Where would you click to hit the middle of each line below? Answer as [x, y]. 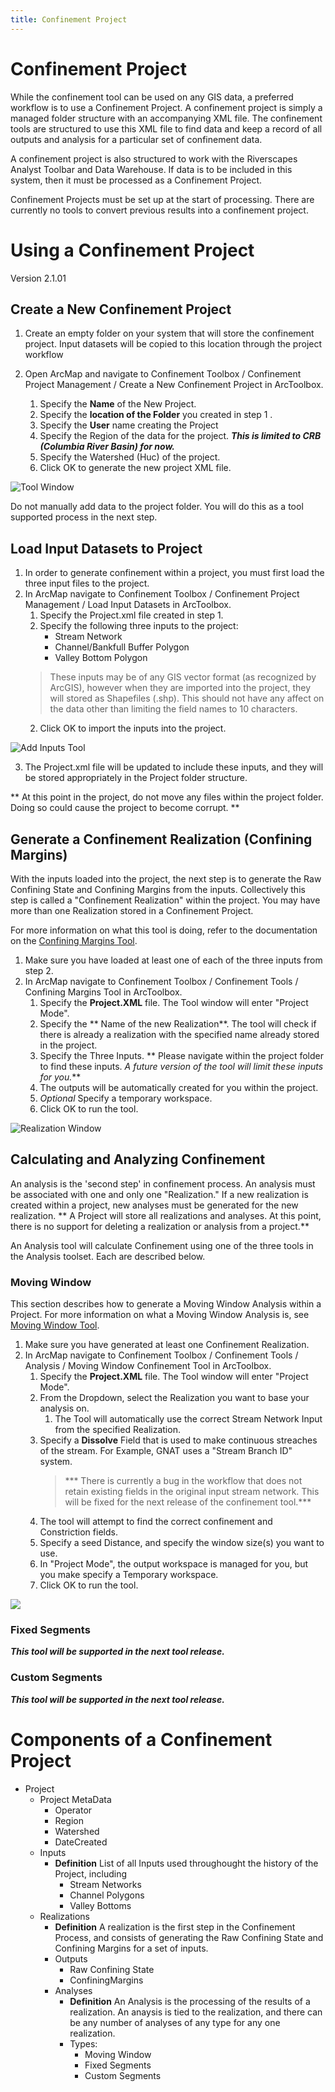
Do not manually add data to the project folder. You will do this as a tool [157, 507]
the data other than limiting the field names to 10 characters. [173, 709]
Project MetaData [75, 1799]
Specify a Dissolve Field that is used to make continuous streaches [178, 1440]
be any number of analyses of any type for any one [175, 2022]
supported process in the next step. [84, 517]
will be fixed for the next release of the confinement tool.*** [188, 1502]
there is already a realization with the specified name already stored [179, 1034]
